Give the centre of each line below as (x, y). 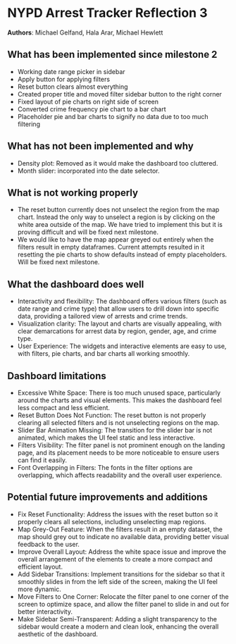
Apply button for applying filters (64, 79)
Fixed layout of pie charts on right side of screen (88, 101)
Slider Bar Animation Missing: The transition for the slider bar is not (115, 430)
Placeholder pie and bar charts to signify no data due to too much (113, 116)
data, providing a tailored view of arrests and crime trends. (103, 316)
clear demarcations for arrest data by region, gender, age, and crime (117, 331)
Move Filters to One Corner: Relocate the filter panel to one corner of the (123, 596)
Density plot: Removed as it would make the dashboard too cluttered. (118, 163)
